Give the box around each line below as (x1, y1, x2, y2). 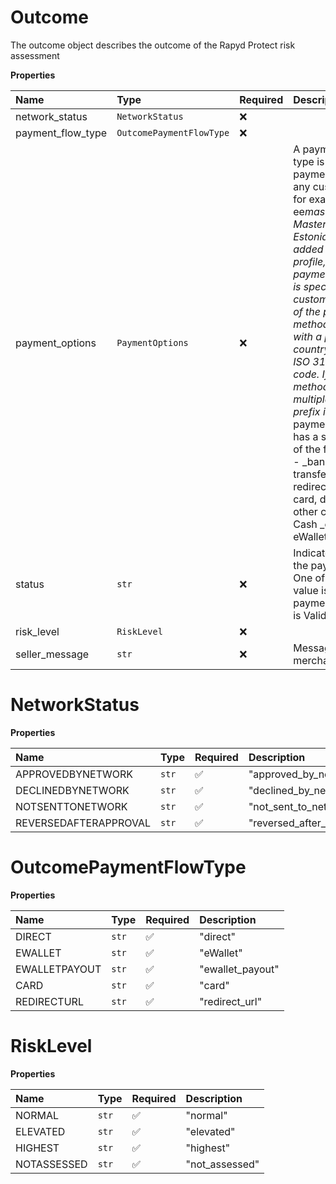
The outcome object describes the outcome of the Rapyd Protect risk (10, 39, 296, 51)
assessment (10, 49, 60, 61)
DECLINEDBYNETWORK (15, 783, 130, 797)
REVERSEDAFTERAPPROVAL (15, 816, 151, 830)
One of (293, 571, 326, 585)
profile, (293, 254, 327, 268)
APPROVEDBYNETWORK (15, 767, 134, 781)
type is (293, 154, 325, 168)
